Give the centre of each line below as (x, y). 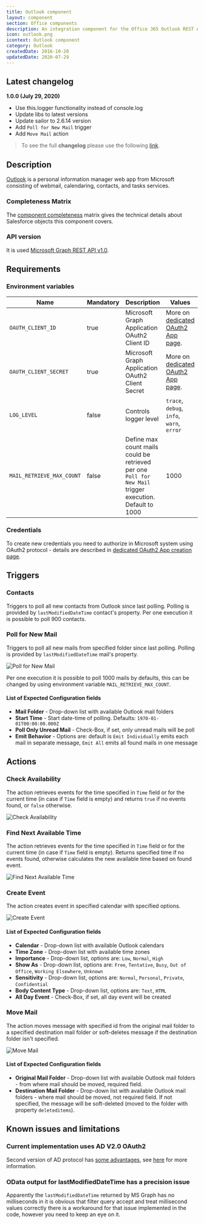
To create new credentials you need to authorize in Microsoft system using (100, 543)
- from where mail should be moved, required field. (79, 1084)
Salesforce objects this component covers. (60, 221)
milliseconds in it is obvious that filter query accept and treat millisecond (97, 1201)
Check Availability (34, 779)
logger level (142, 418)
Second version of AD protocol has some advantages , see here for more (97, 1160)
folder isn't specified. (33, 1038)
